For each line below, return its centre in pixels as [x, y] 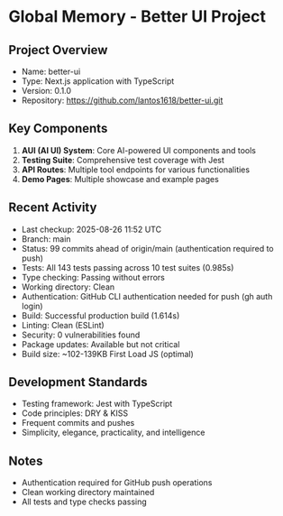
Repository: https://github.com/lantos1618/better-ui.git [122, 100]
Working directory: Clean [68, 287]
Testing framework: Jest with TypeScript [97, 404]
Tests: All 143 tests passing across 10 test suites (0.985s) [128, 267]
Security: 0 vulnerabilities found [81, 335]
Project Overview [58, 50]
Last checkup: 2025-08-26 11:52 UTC [91, 229]
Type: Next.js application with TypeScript [98, 81]
